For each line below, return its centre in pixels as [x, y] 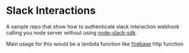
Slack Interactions [51, 11]
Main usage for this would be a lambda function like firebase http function [95, 44]
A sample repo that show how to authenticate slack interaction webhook [93, 26]
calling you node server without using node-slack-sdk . [71, 32]
